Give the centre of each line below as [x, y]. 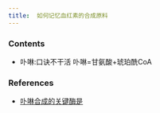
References [31, 83]
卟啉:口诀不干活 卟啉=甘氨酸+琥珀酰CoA [86, 61]
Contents [27, 43]
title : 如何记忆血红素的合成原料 [58, 16]
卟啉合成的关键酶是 [51, 101]
